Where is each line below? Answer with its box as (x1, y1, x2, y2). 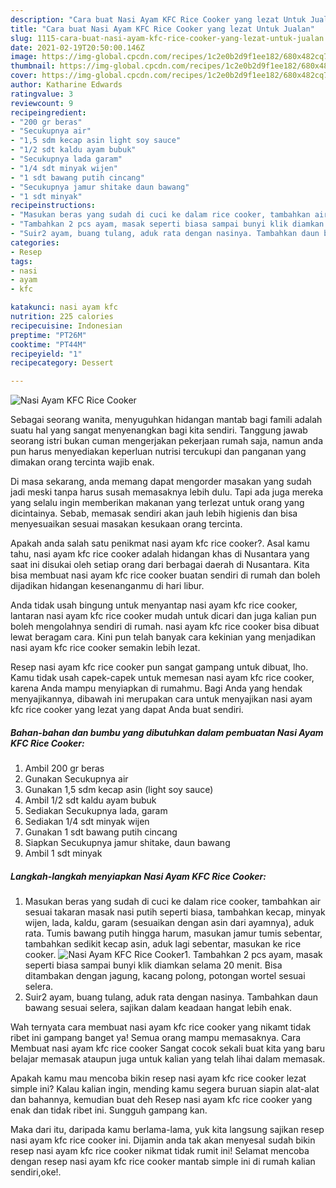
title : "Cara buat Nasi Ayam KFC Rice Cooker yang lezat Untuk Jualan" (10, 24, 315, 34)
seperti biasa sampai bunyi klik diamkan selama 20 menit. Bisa (24, 959, 283, 971)
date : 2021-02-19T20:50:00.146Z (10, 42, 145, 53)
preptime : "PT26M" (10, 330, 87, 340)
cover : (10, 71, 38, 81)
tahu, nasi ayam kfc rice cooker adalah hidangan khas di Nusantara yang (10, 548, 310, 560)
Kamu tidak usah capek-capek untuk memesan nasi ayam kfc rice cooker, (10, 672, 315, 684)
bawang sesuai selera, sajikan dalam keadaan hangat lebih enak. (24, 1002, 292, 1014)
